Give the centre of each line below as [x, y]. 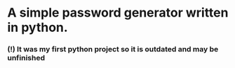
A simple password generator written [118, 13]
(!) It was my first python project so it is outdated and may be [113, 49]
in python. [38, 27]
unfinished [26, 58]
